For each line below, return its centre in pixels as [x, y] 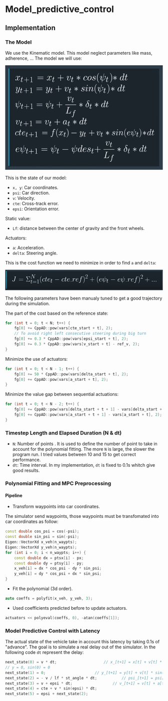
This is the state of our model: [36, 178]
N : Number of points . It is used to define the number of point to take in [85, 444]
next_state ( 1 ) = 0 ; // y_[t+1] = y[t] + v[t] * [79, 673]
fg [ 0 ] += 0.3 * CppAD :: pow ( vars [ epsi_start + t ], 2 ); [71, 339]
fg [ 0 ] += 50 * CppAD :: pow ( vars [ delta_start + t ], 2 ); [71, 374]
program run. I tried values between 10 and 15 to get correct [74, 455]
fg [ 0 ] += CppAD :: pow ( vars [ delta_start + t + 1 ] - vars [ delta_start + [88, 409]
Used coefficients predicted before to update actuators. [70, 608]
